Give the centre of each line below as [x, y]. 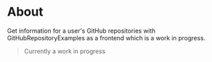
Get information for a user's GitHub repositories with [82, 31]
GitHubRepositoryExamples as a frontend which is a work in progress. [106, 37]
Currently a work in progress [64, 51]
